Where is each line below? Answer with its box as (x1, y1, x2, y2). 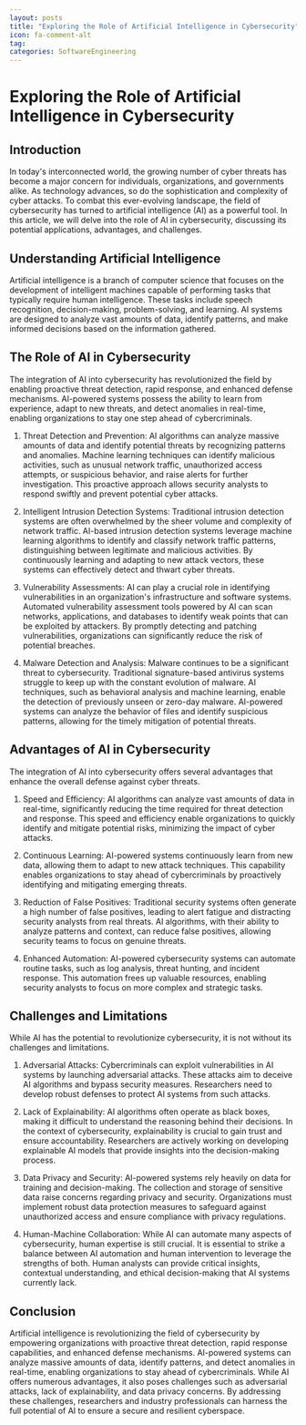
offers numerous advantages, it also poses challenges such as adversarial (9, 1377, 288, 1388)
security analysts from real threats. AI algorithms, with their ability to (22, 916, 280, 927)
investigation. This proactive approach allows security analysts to (22, 478, 269, 489)
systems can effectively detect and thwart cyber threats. (22, 564, 235, 575)
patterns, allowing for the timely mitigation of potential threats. (22, 715, 257, 726)
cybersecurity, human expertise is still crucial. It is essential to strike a (22, 1238, 285, 1249)
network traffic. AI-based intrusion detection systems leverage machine (22, 525, 293, 536)
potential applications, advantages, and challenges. (9, 224, 203, 235)
